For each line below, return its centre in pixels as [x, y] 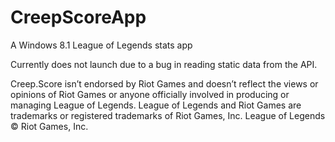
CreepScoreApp [78, 17]
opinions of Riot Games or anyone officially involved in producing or [150, 94]
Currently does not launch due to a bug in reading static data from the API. [164, 64]
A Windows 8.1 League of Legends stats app [101, 45]
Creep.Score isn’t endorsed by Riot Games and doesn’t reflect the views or [164, 83]
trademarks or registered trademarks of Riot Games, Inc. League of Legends [168, 115]
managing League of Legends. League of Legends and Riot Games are [156, 105]
